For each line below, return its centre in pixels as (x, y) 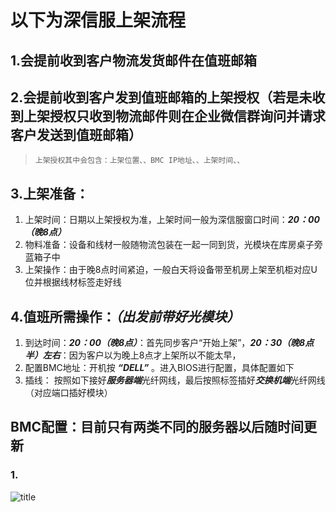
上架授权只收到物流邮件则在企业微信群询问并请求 (174, 116)
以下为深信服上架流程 (98, 20)
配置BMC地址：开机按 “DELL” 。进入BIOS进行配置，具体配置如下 (159, 368)
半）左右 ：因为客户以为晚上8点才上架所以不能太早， (133, 355)
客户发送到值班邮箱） (76, 134)
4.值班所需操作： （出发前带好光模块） (125, 316)
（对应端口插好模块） (68, 393)
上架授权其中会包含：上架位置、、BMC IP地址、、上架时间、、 (139, 161)
